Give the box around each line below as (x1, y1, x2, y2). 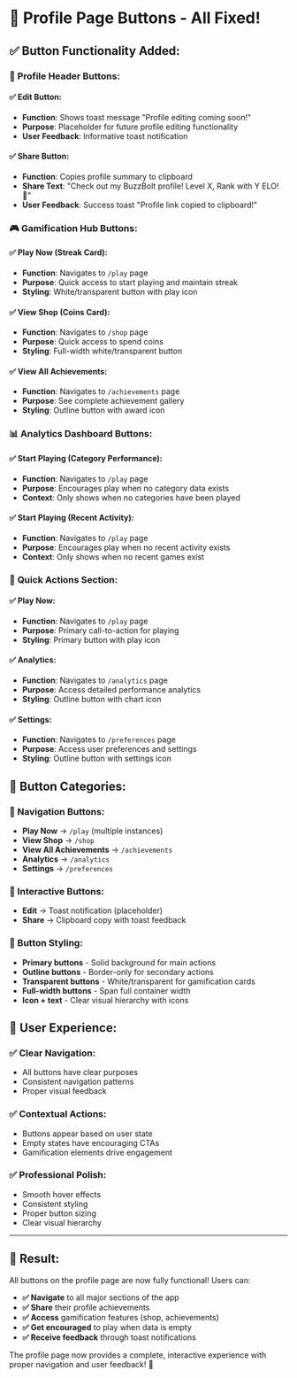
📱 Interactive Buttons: (9, 885, 104, 897)
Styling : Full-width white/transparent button (21, 345, 183, 357)
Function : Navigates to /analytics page (21, 675, 168, 685)
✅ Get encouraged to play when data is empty (21, 1321, 193, 1332)
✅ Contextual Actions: (9, 1108, 107, 1120)
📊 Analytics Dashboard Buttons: (9, 428, 153, 440)
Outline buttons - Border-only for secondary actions (21, 966, 215, 977)
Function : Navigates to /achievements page (21, 386, 180, 397)
